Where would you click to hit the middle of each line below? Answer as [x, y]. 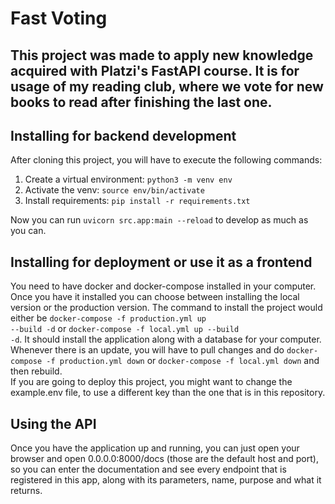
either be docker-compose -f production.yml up [108, 318]
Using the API [53, 423]
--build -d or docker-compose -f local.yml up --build [125, 329]
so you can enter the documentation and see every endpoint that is [148, 469]
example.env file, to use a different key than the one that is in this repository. [168, 393]
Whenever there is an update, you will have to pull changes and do [147, 350]
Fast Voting [59, 18]
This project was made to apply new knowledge [162, 55]
